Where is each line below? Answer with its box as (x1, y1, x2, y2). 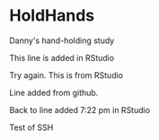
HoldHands (9, 5, 95, 26)
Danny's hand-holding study (9, 35, 115, 46)
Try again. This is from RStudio (9, 69, 124, 81)
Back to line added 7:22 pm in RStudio (9, 104, 151, 115)
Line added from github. (9, 87, 99, 98)
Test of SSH (9, 122, 54, 133)
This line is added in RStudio (9, 52, 115, 63)
